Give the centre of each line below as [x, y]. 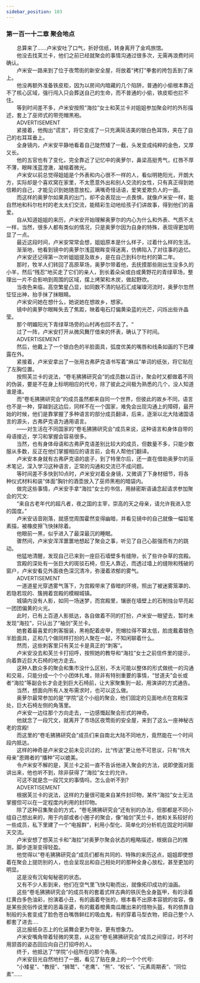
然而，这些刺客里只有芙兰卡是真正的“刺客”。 [71, 645]
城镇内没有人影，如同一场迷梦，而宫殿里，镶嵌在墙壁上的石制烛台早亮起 [105, 601]
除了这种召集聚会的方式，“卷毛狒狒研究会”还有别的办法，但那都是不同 [102, 810]
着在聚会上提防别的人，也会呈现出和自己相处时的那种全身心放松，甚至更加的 [100, 862]
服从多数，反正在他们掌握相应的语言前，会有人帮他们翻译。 [79, 451]
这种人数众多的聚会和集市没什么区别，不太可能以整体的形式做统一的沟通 [105, 667]
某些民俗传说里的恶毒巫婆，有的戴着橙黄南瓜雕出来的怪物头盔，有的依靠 [100, 907]
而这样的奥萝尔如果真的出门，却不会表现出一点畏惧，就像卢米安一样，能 [105, 197]
